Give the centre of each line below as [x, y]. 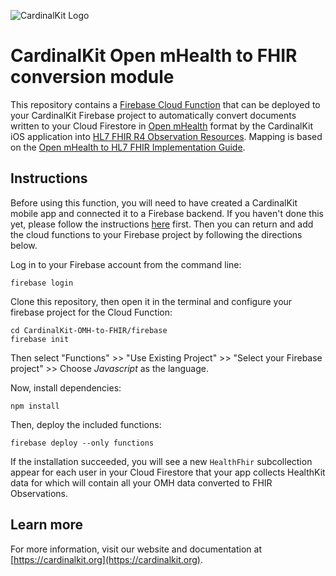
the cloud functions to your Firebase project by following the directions [156, 234]
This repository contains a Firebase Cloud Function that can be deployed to [165, 104]
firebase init [40, 339]
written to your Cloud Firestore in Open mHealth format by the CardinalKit [161, 126]
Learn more [47, 525]
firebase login [42, 283]
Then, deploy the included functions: [86, 424]
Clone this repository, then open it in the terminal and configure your [151, 301]
